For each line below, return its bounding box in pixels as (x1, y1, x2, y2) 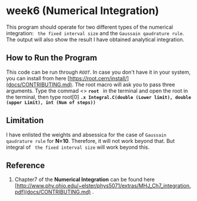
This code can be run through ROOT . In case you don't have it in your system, (6, 69, 191, 76)
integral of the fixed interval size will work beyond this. (6, 144, 150, 151)
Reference (6, 160, 45, 171)
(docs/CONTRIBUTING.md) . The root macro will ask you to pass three (6, 81, 175, 88)
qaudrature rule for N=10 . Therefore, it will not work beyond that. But (6, 137, 175, 144)
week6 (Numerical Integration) (6, 4, 159, 18)
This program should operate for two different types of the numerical (6, 23, 173, 30)
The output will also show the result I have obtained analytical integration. (6, 36, 185, 43)
